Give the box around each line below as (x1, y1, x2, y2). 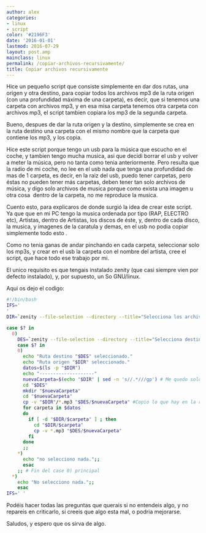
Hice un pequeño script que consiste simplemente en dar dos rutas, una (6, 83, 189, 90)
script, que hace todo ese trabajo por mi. (6, 254, 109, 262)
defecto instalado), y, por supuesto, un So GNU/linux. (6, 273, 141, 280)
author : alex (6, 9, 40, 15)
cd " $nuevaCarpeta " (22, 394, 72, 400)
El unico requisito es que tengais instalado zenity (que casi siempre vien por (6, 266, 199, 274)
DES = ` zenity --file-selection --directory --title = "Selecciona (17, 336, 183, 343)
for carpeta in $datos (22, 405, 81, 411)
